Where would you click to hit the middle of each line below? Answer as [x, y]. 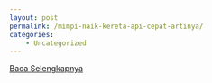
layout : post [34, 18]
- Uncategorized [56, 43]
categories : [32, 34]
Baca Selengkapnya [46, 69]
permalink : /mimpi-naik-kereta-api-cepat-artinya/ [106, 26]
